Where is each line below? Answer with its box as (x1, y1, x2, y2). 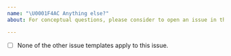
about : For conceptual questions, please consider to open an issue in (7, 16, 217, 23)
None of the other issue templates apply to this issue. (16, 41, 168, 49)
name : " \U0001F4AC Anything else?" (7, 10, 109, 17)
